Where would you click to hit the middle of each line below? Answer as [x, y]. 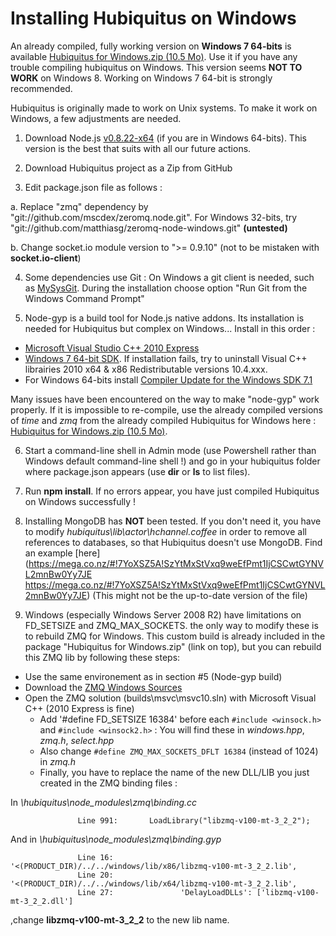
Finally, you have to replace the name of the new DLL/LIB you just [174, 772]
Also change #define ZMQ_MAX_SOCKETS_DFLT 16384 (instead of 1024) [179, 751]
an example [48, 553]
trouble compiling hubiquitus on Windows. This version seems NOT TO [156, 67]
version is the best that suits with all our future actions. [138, 148]
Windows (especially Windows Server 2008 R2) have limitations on [163, 614]
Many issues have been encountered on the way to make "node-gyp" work [165, 399]
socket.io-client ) [46, 258]
